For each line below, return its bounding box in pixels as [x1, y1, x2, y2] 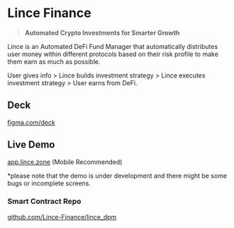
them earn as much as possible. [7, 57, 101, 65]
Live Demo [7, 139, 55, 151]
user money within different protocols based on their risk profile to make [7, 50, 218, 58]
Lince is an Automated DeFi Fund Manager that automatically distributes [7, 42, 218, 50]
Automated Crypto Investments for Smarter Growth [24, 28, 180, 37]
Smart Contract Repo [7, 197, 82, 207]
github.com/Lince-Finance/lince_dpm [7, 212, 117, 221]
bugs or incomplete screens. [7, 179, 91, 188]
